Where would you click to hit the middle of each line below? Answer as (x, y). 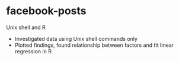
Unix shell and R (26, 27)
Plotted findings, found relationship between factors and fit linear (94, 45)
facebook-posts (46, 11)
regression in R (33, 51)
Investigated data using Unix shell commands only (76, 38)
